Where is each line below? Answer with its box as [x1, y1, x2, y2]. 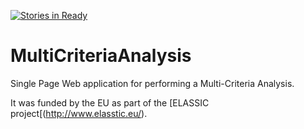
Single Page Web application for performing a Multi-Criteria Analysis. [10, 77, 295, 89]
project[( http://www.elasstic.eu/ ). [10, 107, 148, 119]
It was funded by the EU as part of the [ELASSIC [10, 96, 210, 109]
